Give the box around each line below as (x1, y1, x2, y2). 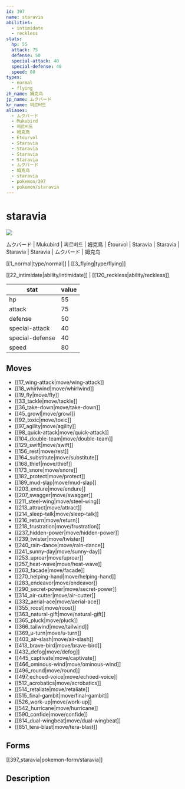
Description (6, 773, 50, 783)
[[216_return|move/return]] (14, 517, 80, 524)
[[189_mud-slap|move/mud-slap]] (14, 479, 97, 486)
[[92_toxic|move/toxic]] (14, 416, 72, 423)
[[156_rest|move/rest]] (14, 448, 69, 455)
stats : (6, 36, 22, 42)
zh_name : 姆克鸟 (6, 91, 44, 97)
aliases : (6, 107, 28, 113)
